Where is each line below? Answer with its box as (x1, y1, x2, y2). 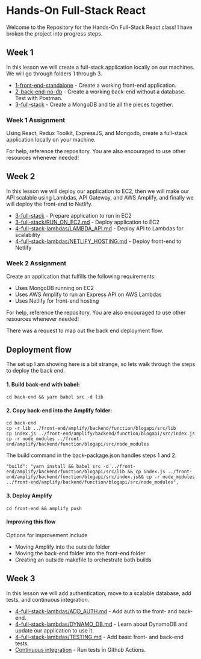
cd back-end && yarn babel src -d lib (6, 394, 104, 400)
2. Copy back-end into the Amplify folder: (6, 406, 113, 414)
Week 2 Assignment (6, 259, 67, 267)
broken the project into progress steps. (6, 30, 103, 37)
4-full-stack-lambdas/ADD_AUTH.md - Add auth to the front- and (14, 607, 178, 615)
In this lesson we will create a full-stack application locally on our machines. (6, 63, 195, 71)
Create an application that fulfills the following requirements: (6, 273, 156, 280)
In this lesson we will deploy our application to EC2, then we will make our (6, 188, 190, 195)
